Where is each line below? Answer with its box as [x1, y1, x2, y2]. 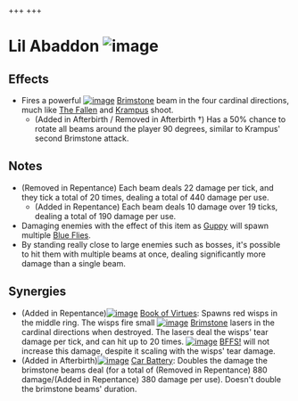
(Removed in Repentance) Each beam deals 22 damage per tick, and [21, 182, 274, 192]
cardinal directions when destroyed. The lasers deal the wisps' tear [21, 326, 269, 337]
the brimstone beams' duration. [21, 383, 137, 394]
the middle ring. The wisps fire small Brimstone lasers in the [21, 317, 276, 328]
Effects [8, 71, 50, 86]
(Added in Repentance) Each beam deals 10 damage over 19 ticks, [34, 201, 278, 212]
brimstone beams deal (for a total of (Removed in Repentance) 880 [21, 364, 269, 375]
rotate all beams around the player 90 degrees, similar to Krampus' [34, 124, 281, 134]
